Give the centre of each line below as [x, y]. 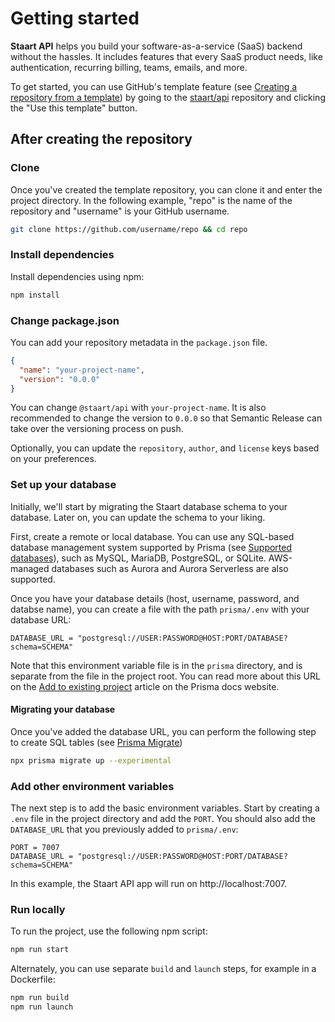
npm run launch [42, 1007]
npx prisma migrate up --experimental [91, 760]
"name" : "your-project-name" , [82, 370]
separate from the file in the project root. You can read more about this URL [165, 676]
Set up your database [63, 485]
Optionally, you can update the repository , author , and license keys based [165, 448]
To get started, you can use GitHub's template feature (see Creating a [154, 86]
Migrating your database [63, 709]
